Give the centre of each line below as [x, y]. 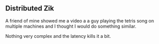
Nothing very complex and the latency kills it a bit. [58, 36]
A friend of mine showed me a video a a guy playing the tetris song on [80, 20]
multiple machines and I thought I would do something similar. [71, 26]
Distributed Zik [30, 8]
